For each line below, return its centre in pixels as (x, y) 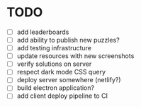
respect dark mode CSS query (61, 72)
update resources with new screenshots (75, 56)
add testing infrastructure (54, 48)
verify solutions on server (54, 64)
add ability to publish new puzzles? (68, 40)
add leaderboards (43, 32)
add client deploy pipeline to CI (62, 96)
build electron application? (56, 88)
